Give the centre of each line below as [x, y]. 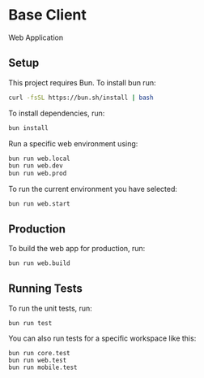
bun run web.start [39, 204]
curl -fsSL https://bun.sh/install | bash [81, 98]
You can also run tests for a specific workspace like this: [102, 338]
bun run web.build [39, 263]
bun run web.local [39, 159]
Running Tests [45, 289]
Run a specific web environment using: [73, 143]
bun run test [30, 323]
